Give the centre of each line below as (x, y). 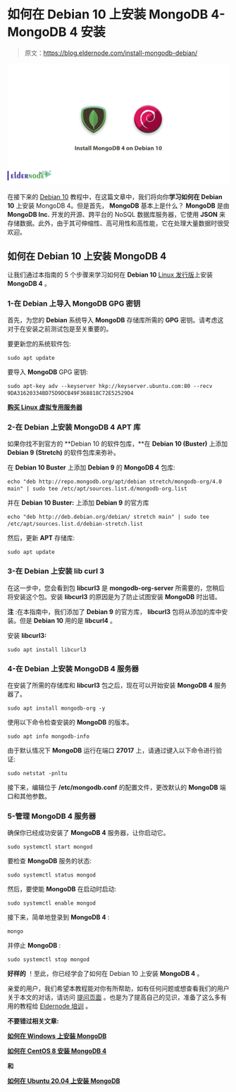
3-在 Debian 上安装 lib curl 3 (56, 571)
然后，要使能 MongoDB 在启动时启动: (62, 889)
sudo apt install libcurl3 (47, 649)
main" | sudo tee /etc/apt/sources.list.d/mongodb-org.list (98, 489)
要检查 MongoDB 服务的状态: (50, 861)
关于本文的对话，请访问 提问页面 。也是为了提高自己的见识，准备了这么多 (114, 998)
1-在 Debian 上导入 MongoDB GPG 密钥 (74, 303)
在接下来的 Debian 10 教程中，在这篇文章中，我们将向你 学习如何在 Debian (115, 197)
